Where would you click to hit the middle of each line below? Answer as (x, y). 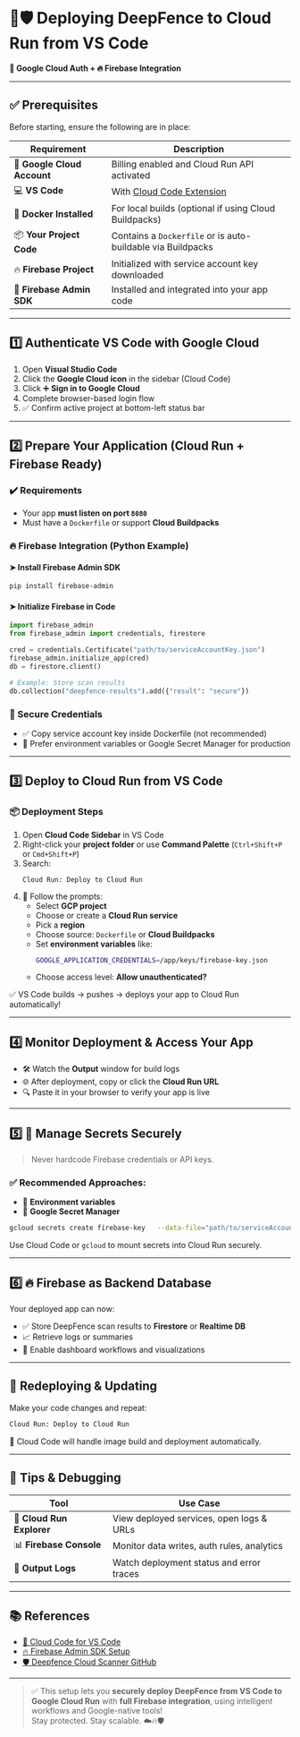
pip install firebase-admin (62, 586)
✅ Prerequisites (54, 105)
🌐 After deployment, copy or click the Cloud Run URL (121, 1082)
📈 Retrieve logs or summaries (78, 1337)
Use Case (199, 1503)
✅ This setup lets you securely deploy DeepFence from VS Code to (157, 1691)
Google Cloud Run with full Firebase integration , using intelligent (152, 1701)
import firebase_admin (51, 625)
